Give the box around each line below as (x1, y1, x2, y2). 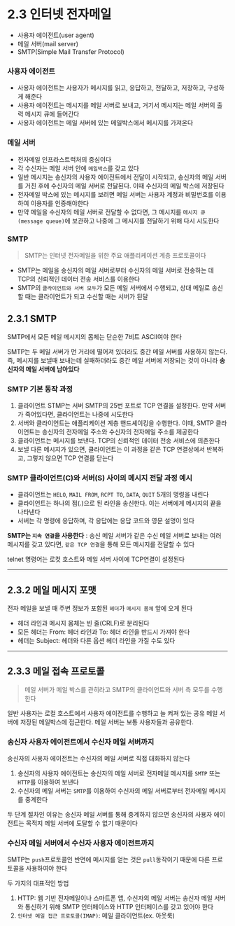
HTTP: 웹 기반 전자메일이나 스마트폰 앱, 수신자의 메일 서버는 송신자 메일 (17, 894, 213, 902)
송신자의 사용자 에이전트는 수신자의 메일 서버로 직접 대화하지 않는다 (7, 754, 190, 763)
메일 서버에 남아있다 (25, 365, 80, 373)
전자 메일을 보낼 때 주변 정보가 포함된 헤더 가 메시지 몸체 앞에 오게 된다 (7, 604, 193, 613)
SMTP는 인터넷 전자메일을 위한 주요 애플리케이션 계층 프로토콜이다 (24, 251, 206, 259)
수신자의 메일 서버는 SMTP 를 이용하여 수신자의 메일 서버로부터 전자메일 (17, 787, 208, 795)
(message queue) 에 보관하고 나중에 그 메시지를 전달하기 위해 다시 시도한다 (17, 216, 220, 225)
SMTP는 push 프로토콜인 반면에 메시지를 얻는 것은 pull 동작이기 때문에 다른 (7, 855, 211, 864)
